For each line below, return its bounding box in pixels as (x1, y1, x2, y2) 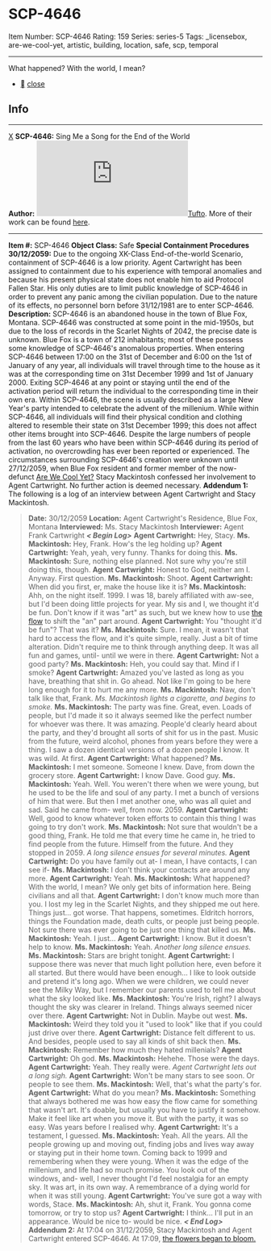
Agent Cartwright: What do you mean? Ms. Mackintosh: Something (27, 1087, 256, 1098)
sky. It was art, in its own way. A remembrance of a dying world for (27, 1182, 251, 1191)
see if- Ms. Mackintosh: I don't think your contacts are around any (27, 864, 250, 874)
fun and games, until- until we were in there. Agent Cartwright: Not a (27, 651, 260, 660)
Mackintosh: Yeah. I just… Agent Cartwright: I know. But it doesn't (27, 933, 252, 943)
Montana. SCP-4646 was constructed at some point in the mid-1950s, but (8, 317, 254, 327)
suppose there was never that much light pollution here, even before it (27, 959, 262, 969)
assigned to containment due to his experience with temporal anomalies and (8, 266, 262, 275)
